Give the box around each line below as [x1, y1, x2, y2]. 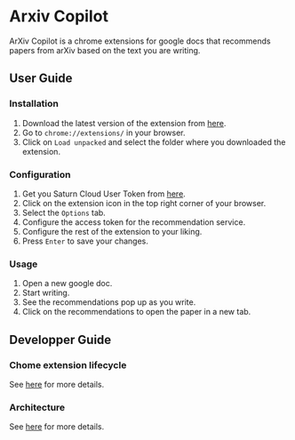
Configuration [9, 168, 71, 180]
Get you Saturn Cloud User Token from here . [21, 188, 187, 199]
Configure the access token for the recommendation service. [21, 216, 246, 228]
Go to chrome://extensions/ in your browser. [21, 127, 186, 138]
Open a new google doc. [21, 278, 113, 289]
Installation [9, 98, 60, 110]
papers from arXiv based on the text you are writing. [9, 44, 201, 55]
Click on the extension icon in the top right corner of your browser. [21, 197, 267, 208]
